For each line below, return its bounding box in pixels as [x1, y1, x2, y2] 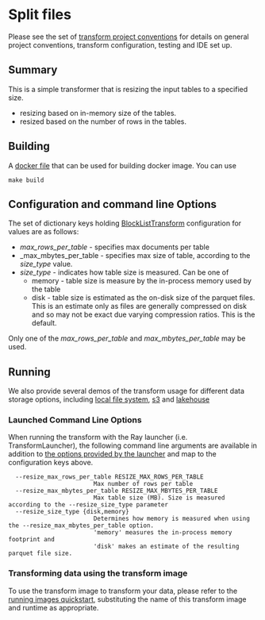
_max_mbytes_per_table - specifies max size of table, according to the [19, 251, 251, 260]
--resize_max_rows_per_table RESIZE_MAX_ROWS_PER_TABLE [15, 473, 204, 481]
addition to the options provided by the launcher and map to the [8, 449, 217, 459]
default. [31, 318, 57, 328]
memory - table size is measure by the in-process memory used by [31, 276, 252, 286]
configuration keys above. [8, 458, 94, 468]
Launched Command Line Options [8, 414, 142, 426]
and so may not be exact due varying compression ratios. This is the [31, 310, 255, 319]
